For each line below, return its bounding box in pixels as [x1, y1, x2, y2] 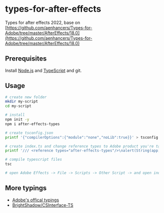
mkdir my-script [5, 99, 38, 104]
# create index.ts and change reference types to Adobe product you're [5, 144, 154, 149]
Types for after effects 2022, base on [5, 20, 81, 25]
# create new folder [5, 94, 47, 100]
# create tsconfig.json [5, 130, 54, 135]
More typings [5, 184, 47, 192]
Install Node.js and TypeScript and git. [5, 67, 82, 73]
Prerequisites [5, 55, 47, 63]
